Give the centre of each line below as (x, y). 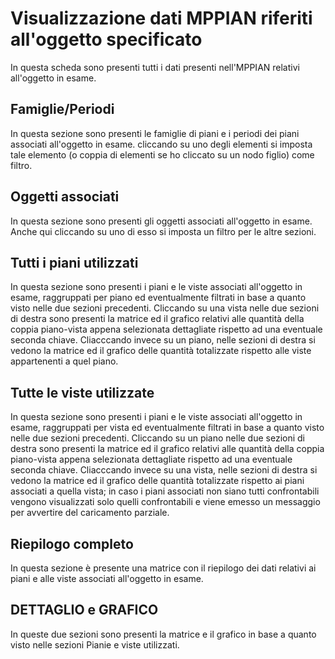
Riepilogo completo (72, 543)
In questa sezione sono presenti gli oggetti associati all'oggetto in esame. (161, 221)
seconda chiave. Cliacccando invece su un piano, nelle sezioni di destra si (163, 340)
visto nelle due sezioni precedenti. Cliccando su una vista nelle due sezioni (165, 308)
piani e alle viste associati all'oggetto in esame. (107, 578)
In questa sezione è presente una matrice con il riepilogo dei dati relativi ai (163, 568)
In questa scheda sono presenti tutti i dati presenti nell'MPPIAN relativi (155, 67)
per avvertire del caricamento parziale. (90, 513)
